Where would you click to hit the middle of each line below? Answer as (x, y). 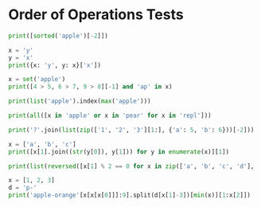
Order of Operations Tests (96, 15)
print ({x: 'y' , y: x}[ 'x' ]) (55, 65)
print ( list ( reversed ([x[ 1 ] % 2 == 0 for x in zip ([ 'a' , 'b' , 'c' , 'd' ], (131, 166)
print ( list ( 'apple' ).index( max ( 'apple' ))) (80, 101)
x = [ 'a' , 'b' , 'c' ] (43, 144)
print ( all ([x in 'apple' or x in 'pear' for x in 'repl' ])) (110, 116)
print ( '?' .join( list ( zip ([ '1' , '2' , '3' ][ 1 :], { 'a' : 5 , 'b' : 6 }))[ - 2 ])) (131, 130)
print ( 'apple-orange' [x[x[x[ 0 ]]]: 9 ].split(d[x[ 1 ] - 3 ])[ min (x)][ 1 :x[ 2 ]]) (129, 195)
